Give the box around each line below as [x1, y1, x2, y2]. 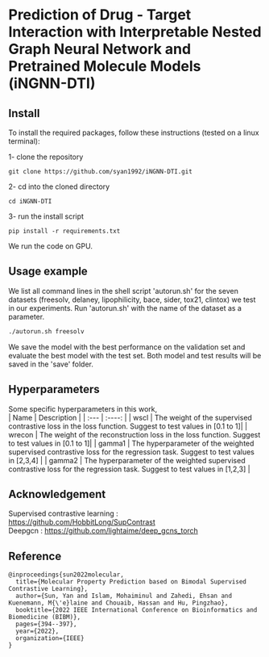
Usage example [8, 265, 89, 278]
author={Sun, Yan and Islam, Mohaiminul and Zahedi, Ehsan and [15, 592, 232, 601]
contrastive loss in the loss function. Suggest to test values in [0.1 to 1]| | [8, 421, 248, 431]
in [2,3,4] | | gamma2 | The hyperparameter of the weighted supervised [8, 455, 246, 465]
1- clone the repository [8, 152, 84, 161]
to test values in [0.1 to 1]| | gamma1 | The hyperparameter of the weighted [8, 438, 255, 448]
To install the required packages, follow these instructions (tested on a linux [8, 128, 259, 137]
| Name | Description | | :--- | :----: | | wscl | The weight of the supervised [8, 412, 252, 422]
